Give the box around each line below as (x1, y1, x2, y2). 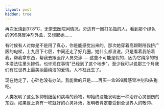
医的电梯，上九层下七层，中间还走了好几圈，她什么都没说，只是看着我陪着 (5, 48, 155, 54)
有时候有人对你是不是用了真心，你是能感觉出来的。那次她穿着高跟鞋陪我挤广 (5, 42, 160, 48)
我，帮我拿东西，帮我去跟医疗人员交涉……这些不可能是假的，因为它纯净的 (5, 54, 154, 60)
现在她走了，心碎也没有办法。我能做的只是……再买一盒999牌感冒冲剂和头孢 (5, 77, 158, 83)
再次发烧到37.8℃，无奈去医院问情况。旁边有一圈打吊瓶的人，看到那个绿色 (5, 25, 156, 32)
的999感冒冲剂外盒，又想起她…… (5, 32, 72, 38)
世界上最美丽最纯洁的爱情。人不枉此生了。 (18, 66, 104, 72)
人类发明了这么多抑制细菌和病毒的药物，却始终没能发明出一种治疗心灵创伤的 (5, 93, 160, 99)
